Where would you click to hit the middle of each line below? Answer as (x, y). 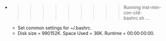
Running (132, 7)
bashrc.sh (134, 18)
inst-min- (151, 7)
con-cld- (133, 13)
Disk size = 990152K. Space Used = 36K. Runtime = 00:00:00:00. (86, 33)
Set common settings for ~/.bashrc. (55, 28)
